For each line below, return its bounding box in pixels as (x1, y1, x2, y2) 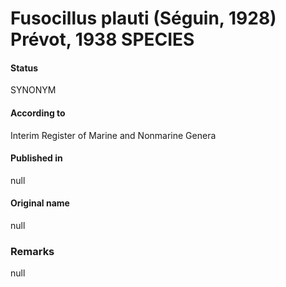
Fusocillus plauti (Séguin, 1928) (10, 7, 277, 30)
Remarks (10, 244, 55, 258)
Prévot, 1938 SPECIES (10, 28, 195, 51)
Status (10, 62, 39, 74)
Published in (10, 152, 63, 164)
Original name (10, 197, 70, 209)
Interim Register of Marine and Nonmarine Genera (10, 129, 217, 141)
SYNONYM (10, 84, 57, 96)
